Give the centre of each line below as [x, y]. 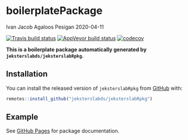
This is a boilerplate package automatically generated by [76, 49]
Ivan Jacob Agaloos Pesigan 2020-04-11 [55, 27]
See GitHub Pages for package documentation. [63, 131]
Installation [27, 74]
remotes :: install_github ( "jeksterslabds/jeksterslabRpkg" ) [79, 99]
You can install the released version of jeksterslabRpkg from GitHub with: [94, 88]
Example [22, 117]
